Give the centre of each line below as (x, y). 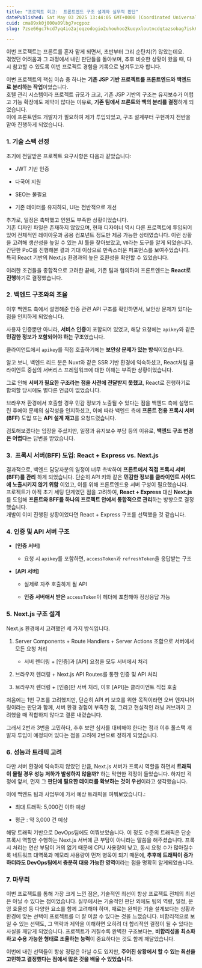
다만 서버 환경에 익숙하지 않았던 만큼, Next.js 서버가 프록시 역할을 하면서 (91, 767)
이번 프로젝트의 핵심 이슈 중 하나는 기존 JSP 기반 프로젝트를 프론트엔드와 (91, 79)
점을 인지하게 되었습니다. (35, 316)
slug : (13, 29)
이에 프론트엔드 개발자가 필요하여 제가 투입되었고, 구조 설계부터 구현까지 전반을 (99, 117)
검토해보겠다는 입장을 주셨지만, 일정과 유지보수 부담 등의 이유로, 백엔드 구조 (94, 430)
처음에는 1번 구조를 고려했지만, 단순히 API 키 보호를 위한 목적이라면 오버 (90, 700)
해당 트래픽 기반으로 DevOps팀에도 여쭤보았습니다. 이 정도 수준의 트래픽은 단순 (99, 833)
